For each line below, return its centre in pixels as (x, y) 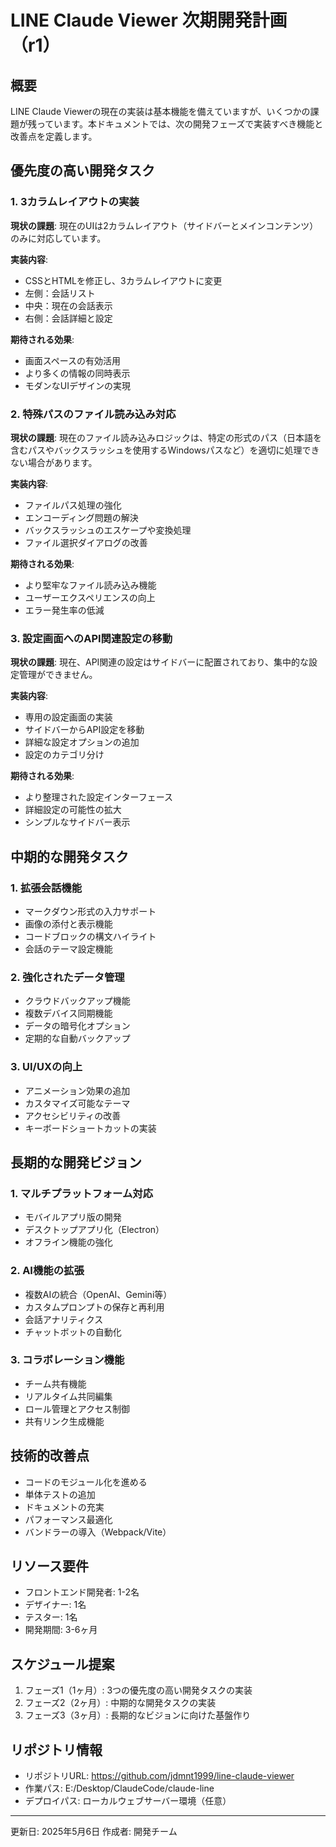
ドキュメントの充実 (64, 1507)
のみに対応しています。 (58, 238)
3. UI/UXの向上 (46, 1067)
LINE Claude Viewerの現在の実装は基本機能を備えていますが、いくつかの (160, 111)
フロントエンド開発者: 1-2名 (82, 1592)
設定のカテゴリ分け (64, 755)
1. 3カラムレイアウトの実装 (75, 202)
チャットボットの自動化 (73, 1332)
